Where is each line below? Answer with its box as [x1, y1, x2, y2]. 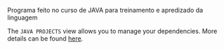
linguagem [7, 13, 38, 22]
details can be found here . [7, 34, 84, 43]
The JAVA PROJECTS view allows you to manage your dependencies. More [7, 27, 218, 35]
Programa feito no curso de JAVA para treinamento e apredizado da [7, 6, 204, 14]
